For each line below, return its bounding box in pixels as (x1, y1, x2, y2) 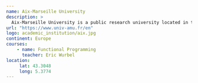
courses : (6, 41, 28, 47)
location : (6, 57, 31, 63)
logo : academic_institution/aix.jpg (6, 30, 96, 36)
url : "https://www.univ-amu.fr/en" (6, 25, 94, 31)
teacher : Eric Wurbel (21, 52, 75, 58)
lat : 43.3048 (19, 63, 51, 69)
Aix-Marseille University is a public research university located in (11, 19, 189, 25)
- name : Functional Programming (16, 47, 96, 53)
